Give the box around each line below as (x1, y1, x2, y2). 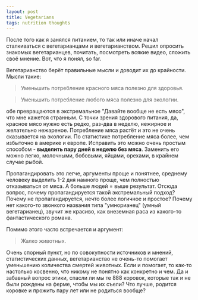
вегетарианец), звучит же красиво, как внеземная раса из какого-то (6, 208, 182, 215)
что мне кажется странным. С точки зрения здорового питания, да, (6, 114, 178, 121)
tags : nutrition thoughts (6, 20, 70, 26)
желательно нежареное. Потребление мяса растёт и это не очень (6, 126, 175, 134)
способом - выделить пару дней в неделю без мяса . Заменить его (6, 146, 180, 153)
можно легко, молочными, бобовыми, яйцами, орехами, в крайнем (6, 152, 178, 159)
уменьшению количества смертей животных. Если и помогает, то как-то (6, 262, 192, 269)
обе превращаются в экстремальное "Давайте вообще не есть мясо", (6, 108, 186, 115)
